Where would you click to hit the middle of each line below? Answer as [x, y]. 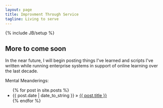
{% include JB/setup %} [30, 33]
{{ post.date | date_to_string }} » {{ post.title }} [60, 96]
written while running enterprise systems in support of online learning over [81, 66]
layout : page [19, 10]
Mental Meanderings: [27, 81]
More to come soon [36, 48]
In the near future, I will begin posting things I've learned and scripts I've [79, 60]
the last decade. [22, 71]
